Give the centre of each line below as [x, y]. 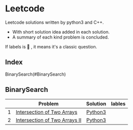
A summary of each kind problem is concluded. [61, 37]
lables [118, 103]
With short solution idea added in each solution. [61, 32]
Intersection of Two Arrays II [48, 120]
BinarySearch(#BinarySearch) [36, 74]
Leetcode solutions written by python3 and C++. [54, 22]
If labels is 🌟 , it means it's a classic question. [51, 46]
